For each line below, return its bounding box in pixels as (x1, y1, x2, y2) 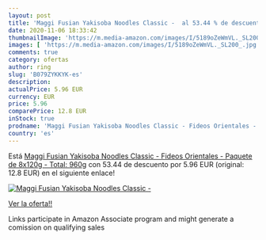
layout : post (8, 11, 51, 20)
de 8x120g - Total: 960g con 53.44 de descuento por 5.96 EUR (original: (8, 159, 245, 169)
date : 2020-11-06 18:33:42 (8, 26, 97, 34)
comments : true (8, 48, 59, 56)
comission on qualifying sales (8, 223, 105, 232)
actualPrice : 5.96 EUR (8, 85, 83, 93)
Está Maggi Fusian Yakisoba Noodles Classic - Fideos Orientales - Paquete (8, 151, 253, 161)
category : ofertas (8, 56, 69, 64)
